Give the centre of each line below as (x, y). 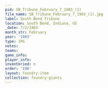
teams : (12, 50)
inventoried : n (20, 64)
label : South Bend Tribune (32, 19)
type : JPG (15, 42)
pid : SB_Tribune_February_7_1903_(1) (43, 10)
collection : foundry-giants (34, 78)
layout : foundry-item (27, 73)
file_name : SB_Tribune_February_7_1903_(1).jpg (54, 14)
